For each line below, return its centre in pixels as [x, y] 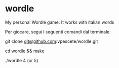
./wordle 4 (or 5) [22, 60]
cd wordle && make [25, 51]
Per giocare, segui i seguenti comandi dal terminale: [58, 32]
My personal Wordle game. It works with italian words [60, 22]
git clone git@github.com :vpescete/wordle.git [52, 41]
